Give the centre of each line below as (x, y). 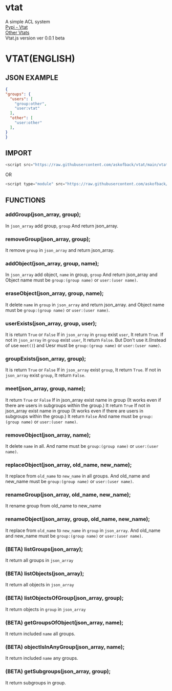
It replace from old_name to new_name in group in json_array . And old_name (83, 530)
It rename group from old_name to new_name (53, 506)
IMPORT (19, 153)
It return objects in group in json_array (46, 609)
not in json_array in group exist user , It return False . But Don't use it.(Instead (86, 340)
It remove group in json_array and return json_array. (60, 250)
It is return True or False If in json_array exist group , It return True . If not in (83, 370)
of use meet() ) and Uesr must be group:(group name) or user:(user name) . (83, 345)
